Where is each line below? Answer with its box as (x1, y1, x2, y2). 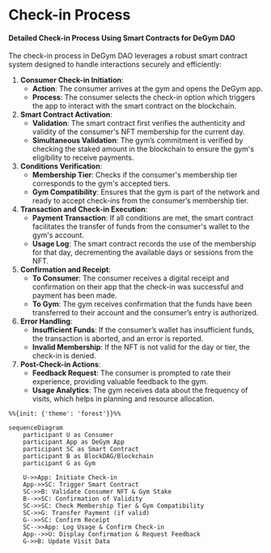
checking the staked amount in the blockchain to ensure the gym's (32, 144, 255, 154)
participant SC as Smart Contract (23, 445, 139, 453)
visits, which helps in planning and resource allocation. (32, 394, 215, 404)
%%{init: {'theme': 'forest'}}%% (8, 409, 121, 418)
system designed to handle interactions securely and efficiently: (8, 59, 222, 70)
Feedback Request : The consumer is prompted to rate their (32, 368, 232, 378)
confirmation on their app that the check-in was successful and (32, 282, 244, 292)
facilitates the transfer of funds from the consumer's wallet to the (32, 221, 250, 232)
